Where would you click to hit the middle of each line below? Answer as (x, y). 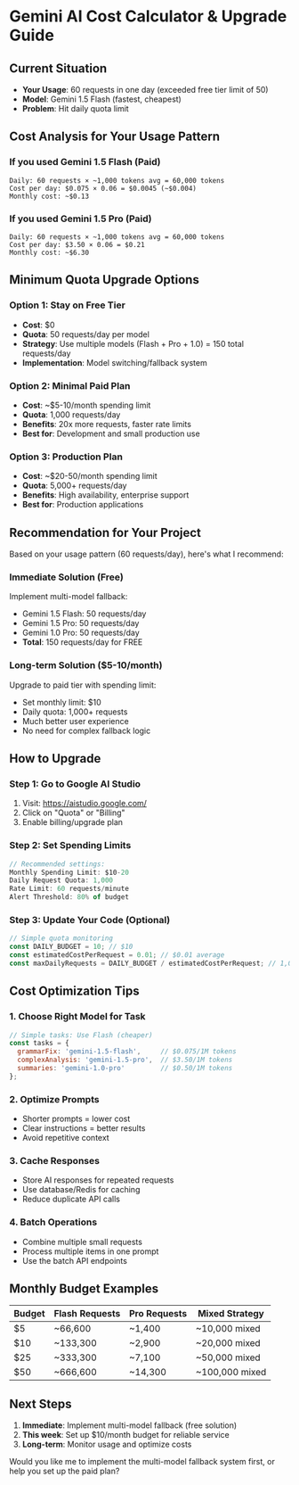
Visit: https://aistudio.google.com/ (84, 804)
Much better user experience (75, 721)
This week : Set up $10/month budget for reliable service (125, 1435)
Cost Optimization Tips (74, 991)
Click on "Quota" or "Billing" (74, 813)
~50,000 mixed (228, 1357)
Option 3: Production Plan (66, 457)
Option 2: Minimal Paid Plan (70, 385)
